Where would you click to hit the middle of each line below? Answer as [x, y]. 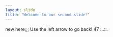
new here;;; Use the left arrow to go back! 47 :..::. [57, 29]
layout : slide [20, 10]
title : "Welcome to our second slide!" [48, 15]
